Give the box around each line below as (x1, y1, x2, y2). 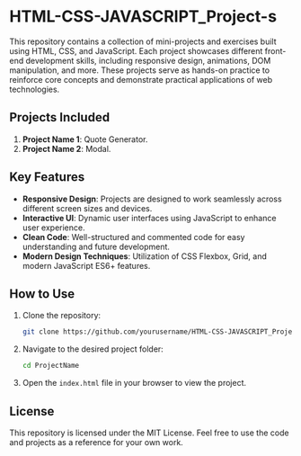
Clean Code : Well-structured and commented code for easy (22, 231, 245, 242)
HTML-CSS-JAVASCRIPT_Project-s (9, 6, 277, 27)
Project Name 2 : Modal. (22, 143, 111, 154)
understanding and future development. (22, 241, 171, 252)
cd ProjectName (22, 362, 80, 371)
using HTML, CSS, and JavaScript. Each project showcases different (9, 45, 263, 56)
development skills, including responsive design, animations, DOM (25, 55, 271, 66)
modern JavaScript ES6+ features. (22, 260, 151, 271)
